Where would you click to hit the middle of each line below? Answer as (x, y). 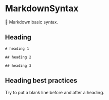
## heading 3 (18, 66)
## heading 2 (18, 57)
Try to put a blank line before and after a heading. (55, 92)
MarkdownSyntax (42, 9)
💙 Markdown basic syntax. (32, 22)
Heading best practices (41, 81)
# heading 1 (17, 49)
